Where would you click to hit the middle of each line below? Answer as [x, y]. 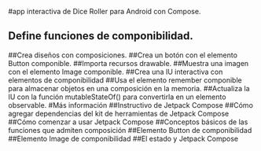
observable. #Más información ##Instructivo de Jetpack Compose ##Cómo [131, 105]
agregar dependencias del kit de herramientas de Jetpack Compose [119, 113]
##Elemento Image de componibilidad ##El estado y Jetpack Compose [123, 138]
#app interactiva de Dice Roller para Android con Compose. [105, 11]
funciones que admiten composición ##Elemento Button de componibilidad [130, 130]
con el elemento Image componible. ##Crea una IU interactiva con [116, 72]
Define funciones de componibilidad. [101, 36]
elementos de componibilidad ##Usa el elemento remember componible [125, 80]
